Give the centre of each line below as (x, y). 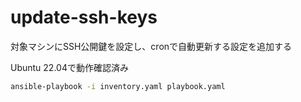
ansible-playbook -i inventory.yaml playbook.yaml (118, 86)
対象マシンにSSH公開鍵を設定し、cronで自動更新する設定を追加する (151, 46)
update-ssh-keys (84, 17)
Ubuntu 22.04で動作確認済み (69, 67)
